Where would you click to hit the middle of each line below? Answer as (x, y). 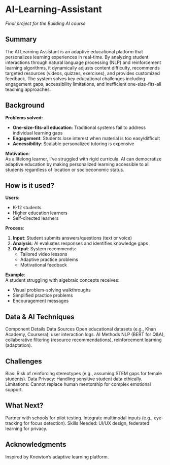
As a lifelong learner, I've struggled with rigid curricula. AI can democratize (83, 159)
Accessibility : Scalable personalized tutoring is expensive (73, 144)
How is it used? (30, 186)
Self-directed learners (36, 218)
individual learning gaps (38, 132)
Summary (21, 39)
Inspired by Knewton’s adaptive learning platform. (57, 457)
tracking (14, 423)
